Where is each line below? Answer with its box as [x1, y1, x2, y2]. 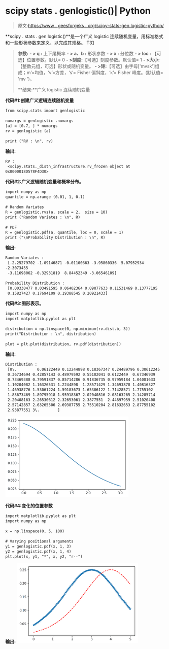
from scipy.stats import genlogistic [5, 108, 85, 113]
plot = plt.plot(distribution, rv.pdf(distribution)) [5, 341, 122, 347]
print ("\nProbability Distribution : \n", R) [5, 235, 106, 240]
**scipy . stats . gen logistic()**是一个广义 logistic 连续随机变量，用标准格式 [5, 33, 163, 39]
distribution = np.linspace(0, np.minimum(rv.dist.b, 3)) [5, 326, 130, 331]
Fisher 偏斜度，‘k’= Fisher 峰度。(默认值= [77, 69, 163, 76]
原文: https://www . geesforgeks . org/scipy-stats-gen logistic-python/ [17, 22, 164, 28]
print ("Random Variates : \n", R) [5, 215, 81, 220]
